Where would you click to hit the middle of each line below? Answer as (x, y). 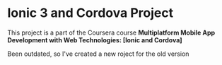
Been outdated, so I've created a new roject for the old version (98, 54)
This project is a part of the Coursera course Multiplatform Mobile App (111, 32)
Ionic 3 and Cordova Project (90, 13)
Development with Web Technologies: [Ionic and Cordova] (95, 40)
